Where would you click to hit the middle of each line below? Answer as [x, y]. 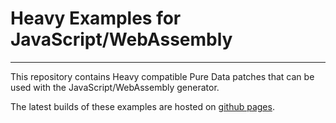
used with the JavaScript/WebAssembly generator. [115, 87]
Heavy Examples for [96, 18]
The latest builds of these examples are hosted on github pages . [142, 106]
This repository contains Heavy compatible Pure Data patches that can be [162, 76]
